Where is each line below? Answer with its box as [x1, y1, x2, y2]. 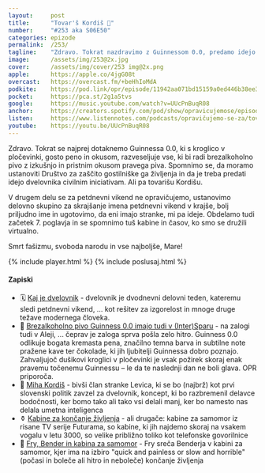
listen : [8, 115, 34, 123]
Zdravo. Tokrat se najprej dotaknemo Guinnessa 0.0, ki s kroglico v [8, 143, 226, 153]
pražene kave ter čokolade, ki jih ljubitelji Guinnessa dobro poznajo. [19, 346, 239, 356]
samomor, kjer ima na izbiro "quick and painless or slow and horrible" [19, 447, 246, 456]
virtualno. [8, 226, 39, 236]
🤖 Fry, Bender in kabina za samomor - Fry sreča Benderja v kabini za [19, 438, 243, 448]
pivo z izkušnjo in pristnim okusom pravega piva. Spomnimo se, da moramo [8, 160, 254, 170]
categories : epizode [8, 33, 77, 42]
